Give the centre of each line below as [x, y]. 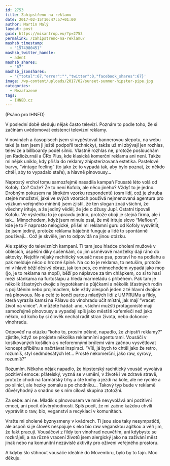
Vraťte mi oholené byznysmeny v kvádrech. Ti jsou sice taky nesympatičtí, [83, 421]
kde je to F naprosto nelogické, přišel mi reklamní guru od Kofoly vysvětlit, [82, 225]
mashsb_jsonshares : [26, 72]
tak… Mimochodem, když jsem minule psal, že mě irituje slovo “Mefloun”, [82, 220]
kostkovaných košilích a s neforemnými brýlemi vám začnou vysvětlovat [81, 343]
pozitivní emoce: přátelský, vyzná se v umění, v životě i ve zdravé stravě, [81, 374]
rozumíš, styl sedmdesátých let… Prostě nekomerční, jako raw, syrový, [79, 354]
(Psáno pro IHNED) [25, 115]
